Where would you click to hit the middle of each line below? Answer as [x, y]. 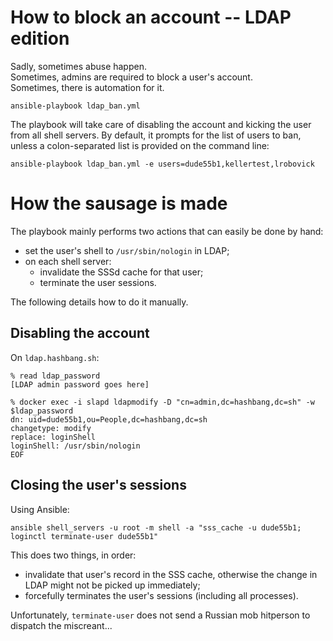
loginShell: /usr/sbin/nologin [75, 446]
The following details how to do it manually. [99, 302]
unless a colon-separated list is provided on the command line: [140, 145]
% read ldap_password [55, 376]
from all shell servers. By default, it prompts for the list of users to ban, [156, 135]
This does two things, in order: [73, 555]
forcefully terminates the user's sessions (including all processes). [161, 595]
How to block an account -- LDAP [151, 17]
